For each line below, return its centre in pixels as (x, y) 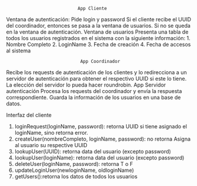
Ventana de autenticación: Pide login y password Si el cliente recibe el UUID (98, 19)
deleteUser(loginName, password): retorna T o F (74, 164)
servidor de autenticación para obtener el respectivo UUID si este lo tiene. (96, 79)
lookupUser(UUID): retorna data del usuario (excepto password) (93, 151)
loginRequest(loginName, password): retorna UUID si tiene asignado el (101, 126)
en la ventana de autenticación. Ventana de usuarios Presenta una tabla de (97, 32)
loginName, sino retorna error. (51, 133)
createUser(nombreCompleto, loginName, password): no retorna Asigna (103, 139)
